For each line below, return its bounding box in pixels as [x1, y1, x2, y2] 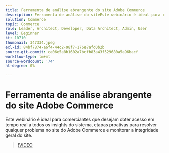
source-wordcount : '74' [5, 59, 55, 64]
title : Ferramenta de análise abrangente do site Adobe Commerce [5, 7, 145, 13]
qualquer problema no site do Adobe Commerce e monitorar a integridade [5, 127, 159, 133]
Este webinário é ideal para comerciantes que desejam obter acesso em [5, 116, 155, 123]
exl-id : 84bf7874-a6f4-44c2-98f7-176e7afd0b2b [5, 45, 105, 50]
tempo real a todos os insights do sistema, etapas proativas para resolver [5, 122, 157, 128]
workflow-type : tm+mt [5, 54, 51, 59]
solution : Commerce [5, 17, 46, 22]
